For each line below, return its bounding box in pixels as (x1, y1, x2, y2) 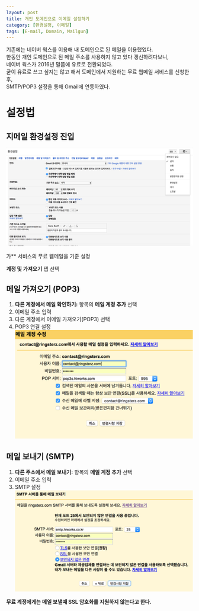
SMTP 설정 (14, 483, 41, 490)
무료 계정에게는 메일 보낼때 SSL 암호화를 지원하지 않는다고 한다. (6, 599, 152, 606)
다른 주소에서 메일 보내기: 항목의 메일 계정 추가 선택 (14, 468, 133, 475)
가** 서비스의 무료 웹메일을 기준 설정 (6, 252, 91, 260)
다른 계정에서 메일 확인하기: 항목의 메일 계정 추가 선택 (14, 301, 137, 308)
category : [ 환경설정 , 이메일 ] (6, 22, 72, 28)
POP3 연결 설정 (14, 323, 52, 330)
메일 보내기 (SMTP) (6, 452, 75, 462)
